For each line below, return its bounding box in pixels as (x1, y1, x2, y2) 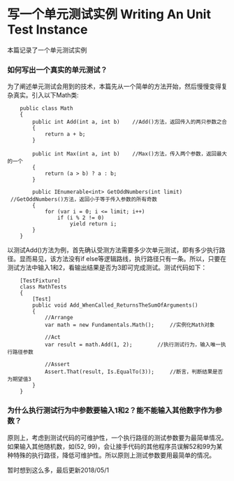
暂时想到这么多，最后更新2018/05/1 (7, 466, 110, 474)
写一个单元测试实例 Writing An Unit (7, 6, 212, 22)
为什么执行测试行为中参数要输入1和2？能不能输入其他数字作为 (7, 405, 215, 415)
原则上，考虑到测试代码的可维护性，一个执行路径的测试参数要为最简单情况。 (7, 433, 228, 442)
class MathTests (20, 284, 68, 291)
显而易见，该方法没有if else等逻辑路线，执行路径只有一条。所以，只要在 (19, 255, 227, 263)
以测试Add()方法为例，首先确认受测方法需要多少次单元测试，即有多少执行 (7, 246, 220, 254)
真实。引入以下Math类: (13, 91, 79, 99)
